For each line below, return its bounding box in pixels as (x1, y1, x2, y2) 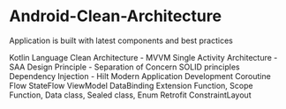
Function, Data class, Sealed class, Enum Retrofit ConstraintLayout (9, 90, 252, 100)
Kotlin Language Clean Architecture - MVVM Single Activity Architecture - (9, 52, 278, 62)
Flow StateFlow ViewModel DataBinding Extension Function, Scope (9, 80, 253, 91)
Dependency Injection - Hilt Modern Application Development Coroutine (9, 70, 271, 81)
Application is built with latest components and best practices (9, 35, 234, 46)
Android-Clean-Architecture (9, 6, 222, 26)
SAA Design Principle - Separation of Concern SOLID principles (9, 62, 240, 72)
